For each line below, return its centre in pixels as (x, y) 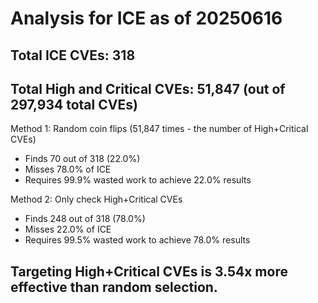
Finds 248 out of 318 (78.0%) (85, 219)
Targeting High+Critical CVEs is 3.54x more (149, 271)
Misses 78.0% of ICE (68, 169)
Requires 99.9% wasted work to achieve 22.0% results (138, 180)
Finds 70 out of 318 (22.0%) (82, 159)
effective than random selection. (114, 287)
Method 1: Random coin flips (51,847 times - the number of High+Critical (159, 129)
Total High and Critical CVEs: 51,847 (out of (148, 88)
